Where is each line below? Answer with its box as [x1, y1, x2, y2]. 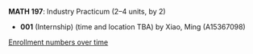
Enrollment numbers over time [8, 37, 109, 47]
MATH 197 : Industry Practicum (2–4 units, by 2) [8, 7, 167, 16]
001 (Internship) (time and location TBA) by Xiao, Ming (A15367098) [19, 22, 246, 31]
